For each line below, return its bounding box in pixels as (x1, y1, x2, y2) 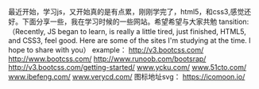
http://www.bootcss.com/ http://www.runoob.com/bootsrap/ (8, 54, 207, 64)
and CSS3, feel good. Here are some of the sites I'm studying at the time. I (8, 36, 252, 45)
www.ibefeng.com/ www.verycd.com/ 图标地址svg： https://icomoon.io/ (8, 72, 245, 81)
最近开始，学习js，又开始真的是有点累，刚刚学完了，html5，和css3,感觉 (8, 7, 245, 16)
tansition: (218, 17, 249, 26)
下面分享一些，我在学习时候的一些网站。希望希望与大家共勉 (21, 17, 217, 26)
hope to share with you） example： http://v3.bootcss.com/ (8, 45, 204, 54)
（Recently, (8, 27, 46, 36)
